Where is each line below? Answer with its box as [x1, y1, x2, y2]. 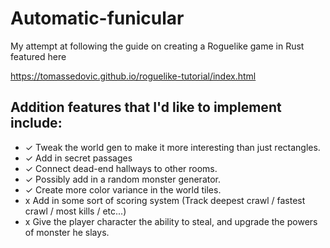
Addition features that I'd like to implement [10, 99, 282, 116]
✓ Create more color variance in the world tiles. [24, 183, 222, 196]
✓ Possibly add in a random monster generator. [24, 173, 222, 185]
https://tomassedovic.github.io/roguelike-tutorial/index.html [10, 70, 257, 82]
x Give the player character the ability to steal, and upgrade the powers [24, 215, 318, 227]
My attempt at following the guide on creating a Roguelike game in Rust [10, 40, 305, 52]
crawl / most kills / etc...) [24, 205, 127, 217]
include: [10, 115, 63, 132]
